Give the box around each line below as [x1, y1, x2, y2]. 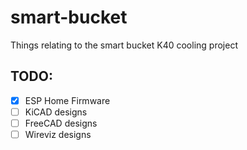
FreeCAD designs [24, 117, 98, 129]
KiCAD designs [24, 106, 88, 118]
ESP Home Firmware [24, 94, 111, 106]
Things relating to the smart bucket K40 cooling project [10, 39, 238, 51]
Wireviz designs [24, 128, 92, 140]
